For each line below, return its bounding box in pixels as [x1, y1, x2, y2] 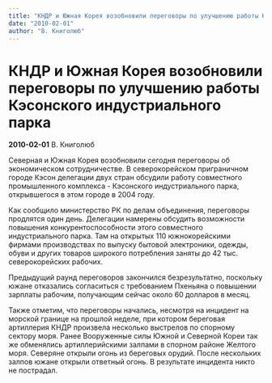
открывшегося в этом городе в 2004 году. [8, 190, 155, 200]
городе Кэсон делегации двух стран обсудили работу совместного [8, 173, 243, 183]
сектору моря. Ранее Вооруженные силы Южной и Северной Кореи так [8, 331, 258, 341]
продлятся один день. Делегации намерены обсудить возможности [8, 214, 245, 224]
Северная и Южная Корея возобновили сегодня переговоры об [8, 155, 231, 166]
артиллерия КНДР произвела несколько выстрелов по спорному [8, 322, 236, 332]
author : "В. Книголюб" [8, 27, 85, 35]
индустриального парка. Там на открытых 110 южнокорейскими [8, 231, 231, 241]
